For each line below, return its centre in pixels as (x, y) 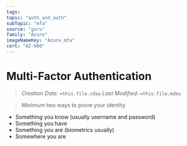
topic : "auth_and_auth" (37, 18)
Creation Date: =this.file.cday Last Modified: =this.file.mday (101, 93)
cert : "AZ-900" (26, 46)
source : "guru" (26, 29)
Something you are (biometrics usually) (65, 130)
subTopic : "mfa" (27, 23)
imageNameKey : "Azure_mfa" (41, 40)
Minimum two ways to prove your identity (73, 105)
